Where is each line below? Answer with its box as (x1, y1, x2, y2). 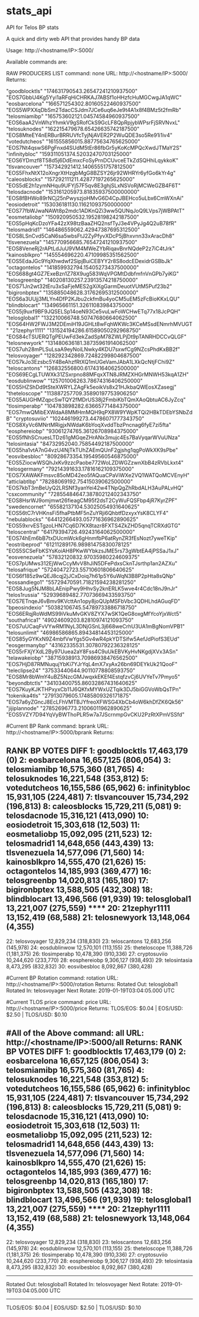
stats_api (6, 4, 52, 18)
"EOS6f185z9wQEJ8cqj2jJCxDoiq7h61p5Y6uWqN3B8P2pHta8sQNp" (6, 572, 176, 579)
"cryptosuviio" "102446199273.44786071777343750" (13, 415, 145, 422)
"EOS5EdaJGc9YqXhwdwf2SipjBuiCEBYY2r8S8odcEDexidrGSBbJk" (6, 257, 173, 264)
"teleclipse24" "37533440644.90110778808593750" (6, 667, 136, 674)
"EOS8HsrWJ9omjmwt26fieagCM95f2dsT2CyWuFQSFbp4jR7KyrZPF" (6, 497, 178, 504)
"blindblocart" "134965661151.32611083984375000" (6, 301, 134, 309)
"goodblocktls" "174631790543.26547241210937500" (6, 87, 138, 94)
